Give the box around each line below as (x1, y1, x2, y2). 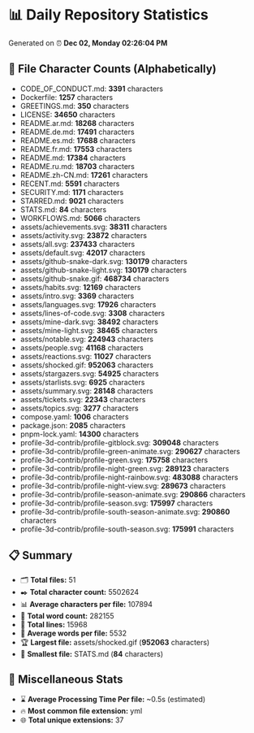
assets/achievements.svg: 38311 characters (19, 222, 168, 232)
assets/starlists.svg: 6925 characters (19, 377, 145, 387)
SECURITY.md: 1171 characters (19, 187, 124, 197)
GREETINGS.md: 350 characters (19, 101, 130, 111)
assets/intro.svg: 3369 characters (19, 291, 135, 301)
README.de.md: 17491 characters (19, 127, 136, 137)
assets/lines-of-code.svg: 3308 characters (19, 308, 165, 318)
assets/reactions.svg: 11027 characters (19, 351, 152, 361)
